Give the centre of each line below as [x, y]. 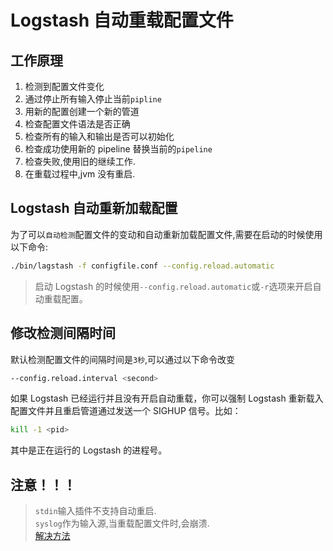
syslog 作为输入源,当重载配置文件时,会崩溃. [122, 523]
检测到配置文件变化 [64, 86]
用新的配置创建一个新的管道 [82, 111]
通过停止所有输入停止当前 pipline [93, 99]
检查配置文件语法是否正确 [77, 124]
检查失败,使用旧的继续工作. [80, 161]
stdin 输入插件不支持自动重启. [95, 511]
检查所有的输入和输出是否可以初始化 [99, 136]
